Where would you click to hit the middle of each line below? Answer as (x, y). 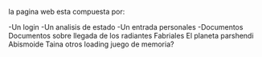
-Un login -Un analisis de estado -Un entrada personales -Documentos (126, 27)
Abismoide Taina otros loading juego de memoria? (91, 44)
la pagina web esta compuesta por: (67, 12)
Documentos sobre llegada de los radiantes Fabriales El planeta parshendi (131, 36)
